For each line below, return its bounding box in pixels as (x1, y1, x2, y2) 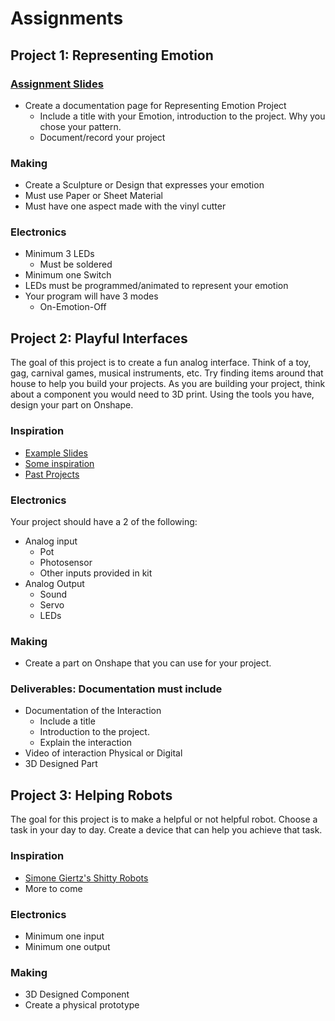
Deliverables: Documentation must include (10, 682, 223, 696)
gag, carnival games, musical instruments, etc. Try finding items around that (10, 367, 324, 379)
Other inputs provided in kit (39, 567, 153, 579)
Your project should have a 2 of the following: (10, 515, 198, 527)
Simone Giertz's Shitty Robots (24, 872, 149, 884)
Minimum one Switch (24, 269, 112, 281)
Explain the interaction (39, 737, 133, 749)
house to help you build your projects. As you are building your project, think (10, 378, 326, 390)
